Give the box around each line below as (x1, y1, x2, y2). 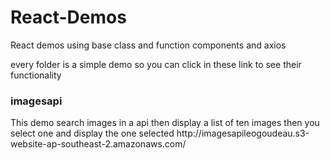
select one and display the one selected (10, 127, 175, 140)
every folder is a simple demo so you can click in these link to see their (10, 58, 302, 70)
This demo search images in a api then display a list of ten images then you (10, 117, 320, 129)
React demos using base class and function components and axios (10, 39, 287, 51)
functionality (10, 69, 62, 81)
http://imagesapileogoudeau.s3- (176, 127, 310, 140)
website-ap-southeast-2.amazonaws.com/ (10, 138, 187, 150)
